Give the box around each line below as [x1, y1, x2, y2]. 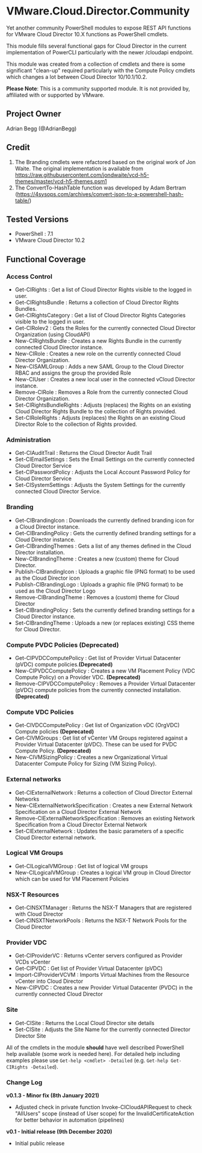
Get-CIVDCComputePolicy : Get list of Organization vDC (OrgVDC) [14, 722, 180, 729]
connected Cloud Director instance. [14, 344, 103, 351]
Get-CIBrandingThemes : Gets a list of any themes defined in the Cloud [14, 542, 191, 550]
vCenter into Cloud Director [14, 977, 84, 985]
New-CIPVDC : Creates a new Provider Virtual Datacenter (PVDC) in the [14, 984, 194, 991]
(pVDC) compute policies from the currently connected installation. [14, 686, 182, 693]
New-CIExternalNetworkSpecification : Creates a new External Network [14, 801, 193, 809]
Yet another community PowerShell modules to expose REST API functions [6, 24, 191, 31]
